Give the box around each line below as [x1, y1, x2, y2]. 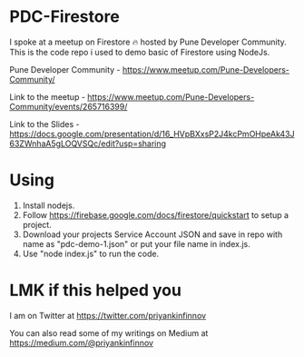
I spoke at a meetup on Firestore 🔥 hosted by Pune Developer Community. [9, 36, 288, 47]
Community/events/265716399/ [9, 101, 128, 112]
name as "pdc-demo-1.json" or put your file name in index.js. [22, 238, 251, 249]
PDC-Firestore [9, 6, 120, 27]
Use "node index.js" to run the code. [22, 248, 160, 259]
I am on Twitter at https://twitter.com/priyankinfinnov [9, 310, 207, 321]
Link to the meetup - [9, 91, 86, 102]
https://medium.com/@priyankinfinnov [9, 337, 154, 348]
